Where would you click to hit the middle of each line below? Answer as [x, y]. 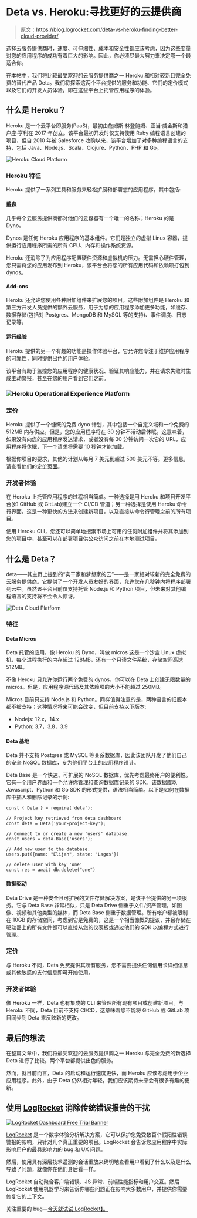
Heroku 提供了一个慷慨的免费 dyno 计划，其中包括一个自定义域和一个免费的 [98, 424]
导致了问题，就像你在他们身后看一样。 [52, 1169]
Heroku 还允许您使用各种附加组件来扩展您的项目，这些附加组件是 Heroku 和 [98, 300]
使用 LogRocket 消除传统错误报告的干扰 [78, 1108]
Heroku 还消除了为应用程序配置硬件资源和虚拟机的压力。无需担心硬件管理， [98, 258]
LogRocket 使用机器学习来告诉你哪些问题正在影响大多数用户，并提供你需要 [97, 1189]
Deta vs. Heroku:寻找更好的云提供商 [94, 12]
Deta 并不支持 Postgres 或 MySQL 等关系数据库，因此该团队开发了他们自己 [96, 755]
